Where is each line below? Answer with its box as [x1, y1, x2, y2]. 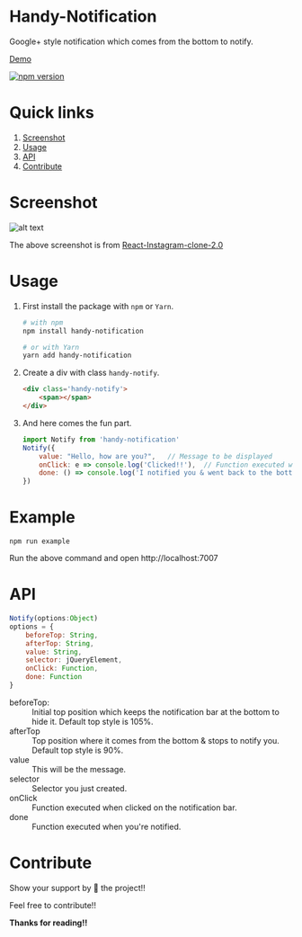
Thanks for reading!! [9, 917, 88, 928]
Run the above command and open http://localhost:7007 [9, 553, 218, 564]
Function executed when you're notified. [31, 821, 182, 832]
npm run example [9, 537, 70, 546]
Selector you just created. [31, 782, 128, 793]
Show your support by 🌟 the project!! [9, 882, 146, 893]
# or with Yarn [22, 343, 80, 352]
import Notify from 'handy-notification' [22, 434, 181, 444]
